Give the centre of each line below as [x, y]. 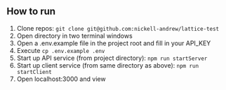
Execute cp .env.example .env [61, 50]
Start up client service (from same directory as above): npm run [108, 65]
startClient [34, 72]
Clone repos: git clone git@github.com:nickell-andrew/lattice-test [118, 28]
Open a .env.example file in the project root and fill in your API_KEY [114, 43]
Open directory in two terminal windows [74, 36]
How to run [31, 12]
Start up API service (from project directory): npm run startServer [112, 58]
